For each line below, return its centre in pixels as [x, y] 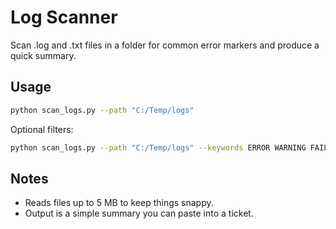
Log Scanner [64, 17]
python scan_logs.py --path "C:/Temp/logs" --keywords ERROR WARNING [158, 147]
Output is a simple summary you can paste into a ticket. [139, 213]
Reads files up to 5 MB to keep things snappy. [119, 203]
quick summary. [43, 55]
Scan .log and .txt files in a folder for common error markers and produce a [165, 45]
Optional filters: [42, 129]
